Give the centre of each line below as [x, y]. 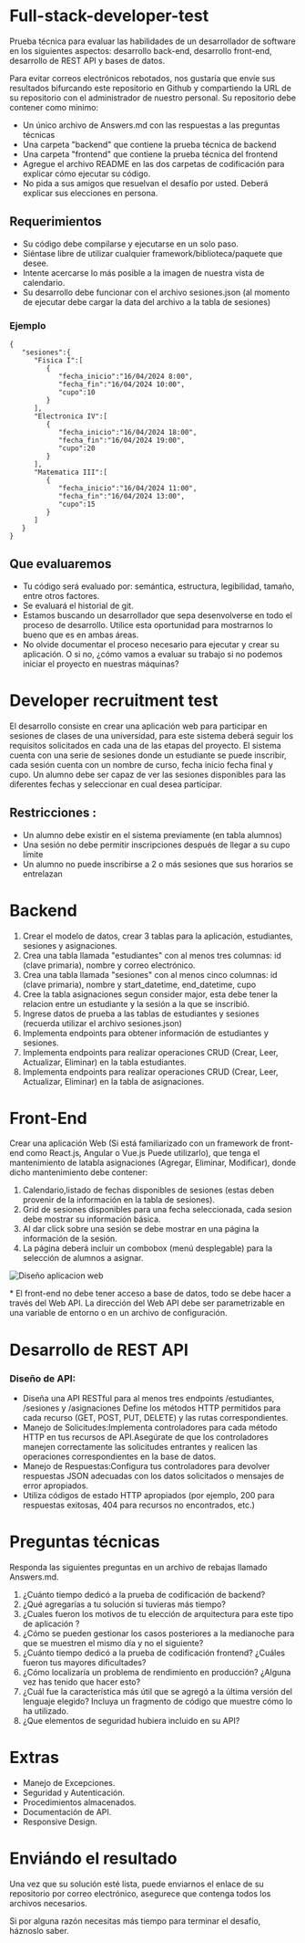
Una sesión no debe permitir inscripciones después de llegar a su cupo [156, 845]
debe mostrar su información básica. [91, 1219]
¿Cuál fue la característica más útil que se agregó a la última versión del [158, 1691]
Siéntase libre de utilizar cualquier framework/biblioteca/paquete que [152, 253]
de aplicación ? [51, 1623]
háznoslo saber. [40, 1930]
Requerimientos [56, 221]
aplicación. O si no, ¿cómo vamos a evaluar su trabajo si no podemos [152, 654]
